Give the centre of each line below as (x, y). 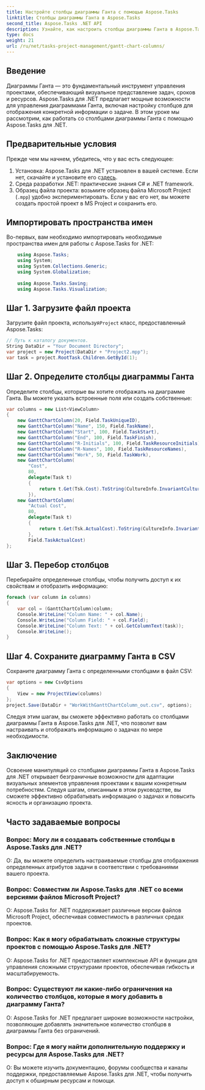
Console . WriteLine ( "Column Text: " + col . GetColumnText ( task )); (101, 626)
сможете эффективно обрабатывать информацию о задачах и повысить (101, 796)
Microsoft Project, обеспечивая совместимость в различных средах (95, 917)
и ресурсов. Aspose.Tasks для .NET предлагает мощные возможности (98, 99)
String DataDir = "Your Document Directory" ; (65, 347)
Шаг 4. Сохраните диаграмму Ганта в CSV (91, 656)
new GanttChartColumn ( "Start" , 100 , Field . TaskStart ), (88, 432)
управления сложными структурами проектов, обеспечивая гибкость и (100, 967)
